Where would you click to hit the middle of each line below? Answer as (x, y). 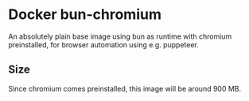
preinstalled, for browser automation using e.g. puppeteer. (103, 44)
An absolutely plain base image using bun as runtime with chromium (120, 36)
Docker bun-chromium (85, 15)
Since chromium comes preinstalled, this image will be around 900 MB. (125, 88)
